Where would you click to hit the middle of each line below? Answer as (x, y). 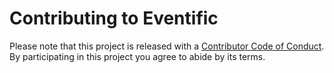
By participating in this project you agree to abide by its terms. (137, 56)
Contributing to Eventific (114, 18)
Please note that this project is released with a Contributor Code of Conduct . (167, 46)
